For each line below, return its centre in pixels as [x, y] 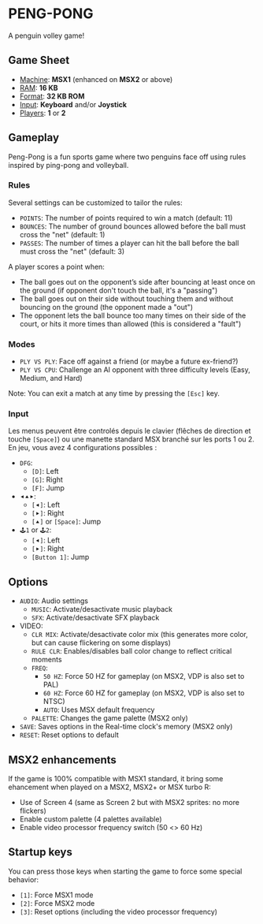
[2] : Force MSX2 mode [57, 903]
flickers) [33, 811]
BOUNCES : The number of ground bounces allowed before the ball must [133, 226]
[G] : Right [47, 480]
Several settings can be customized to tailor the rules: [95, 203]
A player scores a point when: [56, 266]
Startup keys [40, 852]
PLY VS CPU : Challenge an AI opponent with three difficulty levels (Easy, [135, 370]
